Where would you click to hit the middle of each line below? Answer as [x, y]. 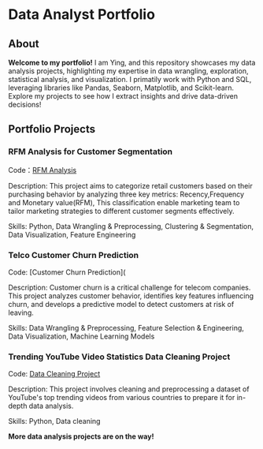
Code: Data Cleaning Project [54, 374]
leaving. [21, 312]
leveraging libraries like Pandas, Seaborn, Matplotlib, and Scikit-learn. [121, 88]
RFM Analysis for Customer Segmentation [91, 152]
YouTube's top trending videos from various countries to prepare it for [122, 398]
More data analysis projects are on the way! [81, 436]
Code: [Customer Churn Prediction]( [67, 272]
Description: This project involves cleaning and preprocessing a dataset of [129, 389]
